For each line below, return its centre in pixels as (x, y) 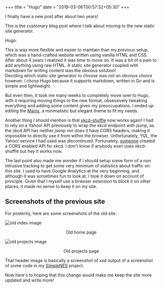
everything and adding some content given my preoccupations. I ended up (79, 106)
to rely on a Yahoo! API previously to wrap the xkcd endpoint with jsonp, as (80, 125)
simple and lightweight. (28, 86)
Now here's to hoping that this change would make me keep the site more (79, 275)
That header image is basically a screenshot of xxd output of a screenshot (79, 260)
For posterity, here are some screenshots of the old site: (61, 213)
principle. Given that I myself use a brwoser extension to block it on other (78, 181)
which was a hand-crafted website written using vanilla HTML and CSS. (76, 55)
